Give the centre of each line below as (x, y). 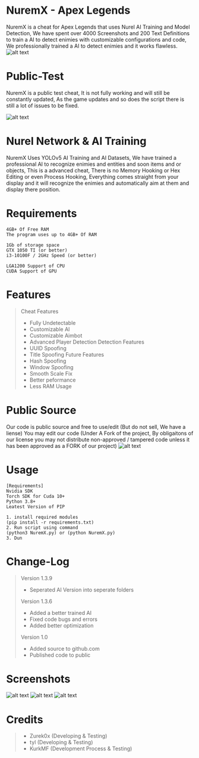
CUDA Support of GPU (32, 271)
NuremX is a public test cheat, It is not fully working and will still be (88, 92)
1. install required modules (42, 517)
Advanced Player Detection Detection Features (87, 342)
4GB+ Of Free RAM (28, 229)
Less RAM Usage (51, 386)
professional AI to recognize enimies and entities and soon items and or (94, 164)
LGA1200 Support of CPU (36, 266)
